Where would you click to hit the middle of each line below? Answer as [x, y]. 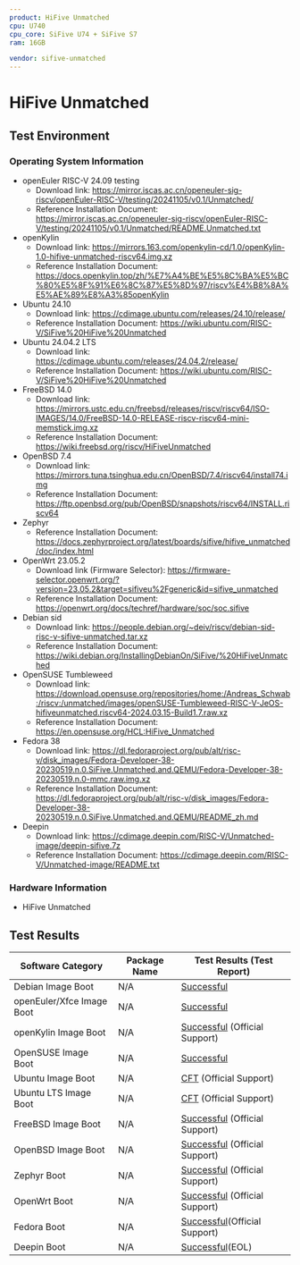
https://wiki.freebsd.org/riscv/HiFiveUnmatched [123, 447]
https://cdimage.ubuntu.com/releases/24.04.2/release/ [137, 361]
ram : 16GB [28, 42]
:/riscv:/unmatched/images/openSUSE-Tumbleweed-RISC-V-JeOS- [159, 703]
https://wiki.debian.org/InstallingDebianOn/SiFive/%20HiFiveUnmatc [162, 655]
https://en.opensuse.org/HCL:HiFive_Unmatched [125, 731]
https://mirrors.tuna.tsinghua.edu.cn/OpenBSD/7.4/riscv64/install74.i [162, 475]
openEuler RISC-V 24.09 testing [81, 181]
